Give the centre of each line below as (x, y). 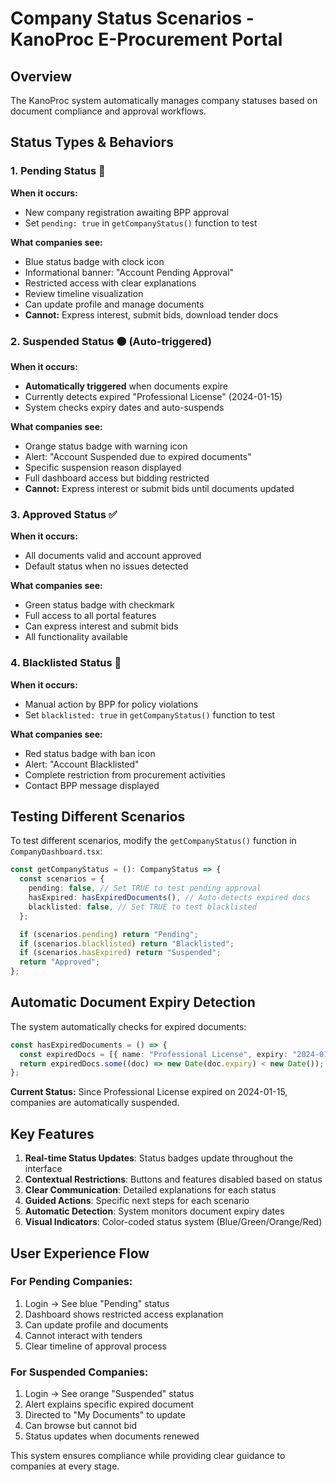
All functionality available (76, 637)
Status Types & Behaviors (92, 142)
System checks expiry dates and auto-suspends (124, 407)
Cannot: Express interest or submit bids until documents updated (159, 488)
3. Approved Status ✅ (64, 514)
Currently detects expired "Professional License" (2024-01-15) (153, 396)
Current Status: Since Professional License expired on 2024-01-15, (149, 1092)
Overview (41, 76)
